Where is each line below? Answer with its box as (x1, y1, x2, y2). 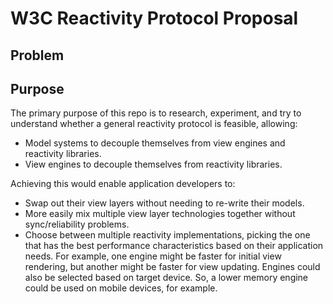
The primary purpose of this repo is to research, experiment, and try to (10, 107, 302, 119)
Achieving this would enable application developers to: (10, 178, 236, 190)
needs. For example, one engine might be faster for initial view (24, 250, 282, 262)
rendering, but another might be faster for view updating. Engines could (24, 261, 321, 273)
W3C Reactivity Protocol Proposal (10, 7, 299, 30)
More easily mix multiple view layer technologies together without (24, 208, 296, 220)
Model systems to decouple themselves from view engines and (24, 137, 286, 149)
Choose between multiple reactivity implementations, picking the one (24, 229, 311, 241)
